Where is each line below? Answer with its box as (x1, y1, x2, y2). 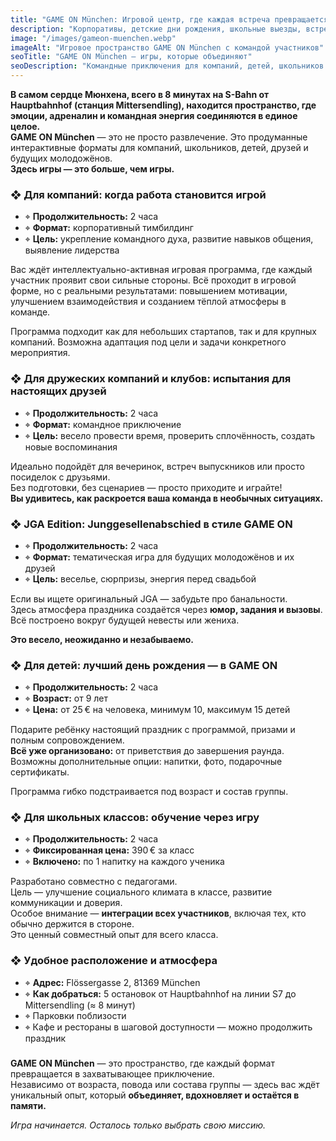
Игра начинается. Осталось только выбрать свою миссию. (10, 1119, 267, 1131)
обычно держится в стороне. (10, 918, 135, 930)
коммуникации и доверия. (10, 897, 123, 909)
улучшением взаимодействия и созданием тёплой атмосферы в (10, 296, 287, 308)
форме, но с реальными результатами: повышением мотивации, (10, 285, 288, 297)
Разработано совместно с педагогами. (10, 876, 178, 888)
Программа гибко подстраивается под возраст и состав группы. (10, 786, 289, 798)
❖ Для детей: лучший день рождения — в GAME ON (10, 658, 278, 672)
